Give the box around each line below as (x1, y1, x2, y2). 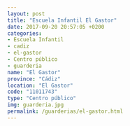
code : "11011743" (7, 88, 58, 95)
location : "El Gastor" (7, 82, 73, 89)
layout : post (7, 10, 45, 17)
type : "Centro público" (7, 95, 77, 102)
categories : (7, 29, 42, 37)
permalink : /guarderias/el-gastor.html (7, 108, 124, 115)
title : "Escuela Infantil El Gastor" (7, 17, 117, 24)
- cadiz (7, 43, 30, 50)
